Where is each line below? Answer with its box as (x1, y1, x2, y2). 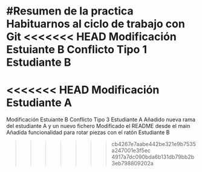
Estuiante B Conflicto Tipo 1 (6, 43, 147, 57)
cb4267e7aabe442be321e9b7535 (111, 141, 197, 148)
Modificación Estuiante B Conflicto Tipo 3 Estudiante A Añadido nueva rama (6, 116, 195, 123)
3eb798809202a (111, 160, 154, 167)
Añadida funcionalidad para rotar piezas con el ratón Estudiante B (6, 129, 170, 136)
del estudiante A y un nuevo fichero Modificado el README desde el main (6, 123, 191, 130)
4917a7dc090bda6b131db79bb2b (111, 153, 195, 161)
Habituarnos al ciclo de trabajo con (6, 17, 186, 31)
